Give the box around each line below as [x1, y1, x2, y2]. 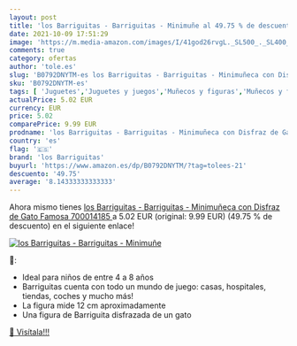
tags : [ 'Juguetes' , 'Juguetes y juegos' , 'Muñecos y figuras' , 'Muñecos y [9, 87, 283, 96]
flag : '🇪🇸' [9, 144, 53, 153]
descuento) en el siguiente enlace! [9, 220, 135, 231]
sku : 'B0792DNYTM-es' [9, 79, 89, 88]
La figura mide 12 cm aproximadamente [21, 300, 166, 311]
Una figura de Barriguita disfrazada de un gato [21, 310, 192, 320]
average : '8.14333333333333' [9, 178, 117, 187]
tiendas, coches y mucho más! [21, 291, 134, 302]
